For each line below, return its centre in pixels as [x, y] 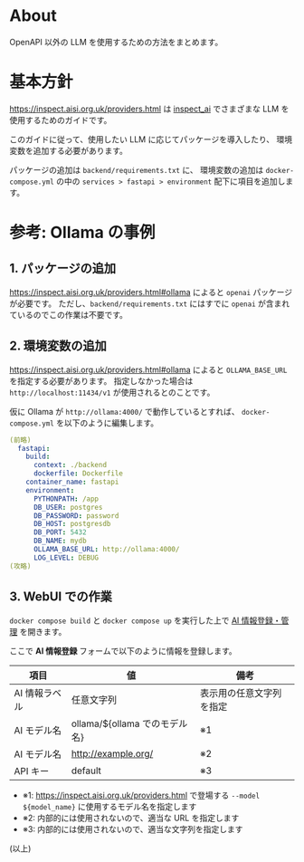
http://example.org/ [112, 753]
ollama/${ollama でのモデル [129, 723]
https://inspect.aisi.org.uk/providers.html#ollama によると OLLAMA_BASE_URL [148, 369]
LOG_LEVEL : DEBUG [66, 558]
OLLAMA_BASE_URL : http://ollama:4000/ [106, 550]
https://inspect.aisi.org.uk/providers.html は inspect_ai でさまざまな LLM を [149, 109]
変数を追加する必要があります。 [69, 150]
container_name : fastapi [72, 482]
